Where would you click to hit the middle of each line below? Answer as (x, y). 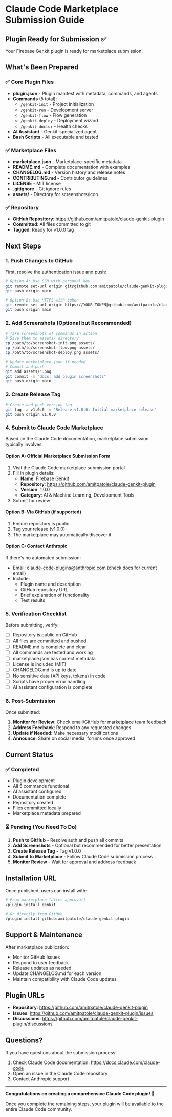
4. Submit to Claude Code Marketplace (54, 428)
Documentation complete (39, 797)
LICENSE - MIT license (37, 183)
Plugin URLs (25, 995)
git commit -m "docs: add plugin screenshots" (56, 376)
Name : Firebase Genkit (45, 478)
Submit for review (31, 500)
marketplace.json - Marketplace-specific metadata (67, 161)
